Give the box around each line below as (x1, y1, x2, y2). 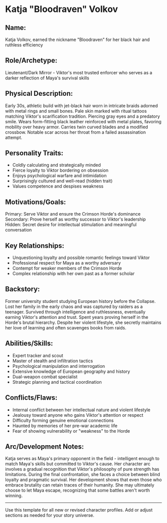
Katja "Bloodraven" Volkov (5, 3, 118, 15)
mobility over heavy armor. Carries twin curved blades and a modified (5, 124, 148, 130)
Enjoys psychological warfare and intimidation (12, 173, 107, 179)
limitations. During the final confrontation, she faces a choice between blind (5, 472, 161, 478)
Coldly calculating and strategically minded (12, 162, 101, 168)
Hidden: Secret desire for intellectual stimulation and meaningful (5, 222, 137, 228)
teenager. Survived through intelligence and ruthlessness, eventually (5, 308, 146, 315)
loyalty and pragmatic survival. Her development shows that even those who (5, 477, 162, 483)
